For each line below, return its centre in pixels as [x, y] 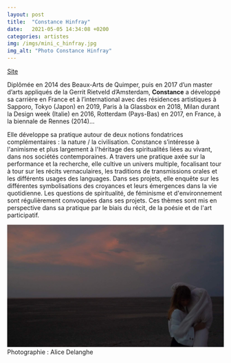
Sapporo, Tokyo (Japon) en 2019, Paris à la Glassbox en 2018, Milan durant [113, 106]
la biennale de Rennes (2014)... [51, 121]
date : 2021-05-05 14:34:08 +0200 [58, 29]
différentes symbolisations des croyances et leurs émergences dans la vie [112, 186]
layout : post [26, 14]
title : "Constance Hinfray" [49, 22]
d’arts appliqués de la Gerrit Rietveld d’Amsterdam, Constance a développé [114, 92]
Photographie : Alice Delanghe [50, 352]
